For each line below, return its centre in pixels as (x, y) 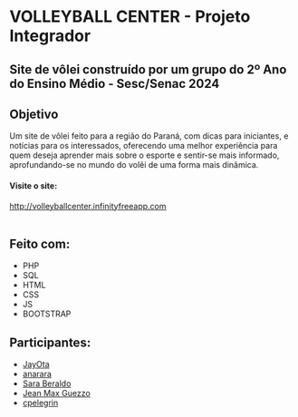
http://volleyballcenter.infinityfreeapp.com (88, 206)
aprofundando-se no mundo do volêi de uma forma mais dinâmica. (134, 165)
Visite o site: (34, 185)
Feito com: (40, 243)
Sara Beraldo (47, 383)
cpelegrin (40, 403)
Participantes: (50, 342)
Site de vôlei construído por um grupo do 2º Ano (148, 69)
